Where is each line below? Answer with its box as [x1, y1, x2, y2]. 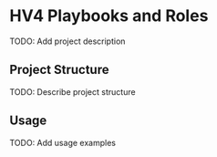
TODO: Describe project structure [9, 86, 136, 97]
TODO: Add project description [9, 36, 126, 47]
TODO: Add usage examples [9, 137, 117, 148]
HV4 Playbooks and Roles [9, 5, 209, 26]
